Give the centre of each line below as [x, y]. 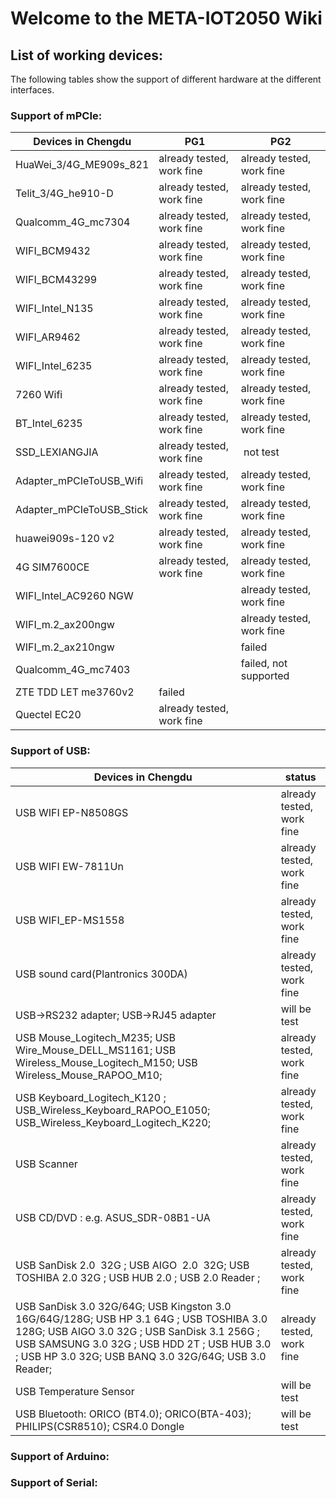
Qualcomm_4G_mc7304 [73, 222]
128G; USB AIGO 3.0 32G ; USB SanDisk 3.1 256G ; [137, 1331]
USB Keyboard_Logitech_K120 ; [91, 1097]
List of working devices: [87, 55]
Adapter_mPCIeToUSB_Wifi [79, 481]
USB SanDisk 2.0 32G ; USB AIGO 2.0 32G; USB [132, 1265]
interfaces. [32, 90]
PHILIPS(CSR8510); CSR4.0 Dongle [100, 1426]
